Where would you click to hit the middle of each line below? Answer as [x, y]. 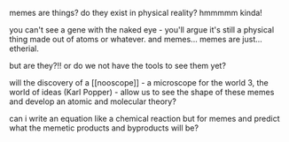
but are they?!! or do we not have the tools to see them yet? [117, 66]
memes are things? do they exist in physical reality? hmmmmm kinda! [136, 13]
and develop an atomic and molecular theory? [93, 101]
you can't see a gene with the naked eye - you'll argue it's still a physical [142, 30]
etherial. [24, 49]
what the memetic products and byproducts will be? [104, 128]
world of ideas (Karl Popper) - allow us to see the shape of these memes [142, 92]
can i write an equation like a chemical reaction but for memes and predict [144, 119]
